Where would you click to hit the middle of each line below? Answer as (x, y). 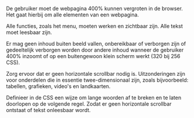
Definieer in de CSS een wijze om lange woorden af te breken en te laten (94, 97)
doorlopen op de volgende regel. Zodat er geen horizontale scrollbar (89, 104)
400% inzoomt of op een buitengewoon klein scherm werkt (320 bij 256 (93, 56)
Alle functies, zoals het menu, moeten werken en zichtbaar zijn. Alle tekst (95, 26)
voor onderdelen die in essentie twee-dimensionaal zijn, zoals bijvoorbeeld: (97, 80)
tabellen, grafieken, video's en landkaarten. (58, 86)
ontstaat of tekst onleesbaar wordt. (48, 110)
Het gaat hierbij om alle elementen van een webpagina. (73, 15)
